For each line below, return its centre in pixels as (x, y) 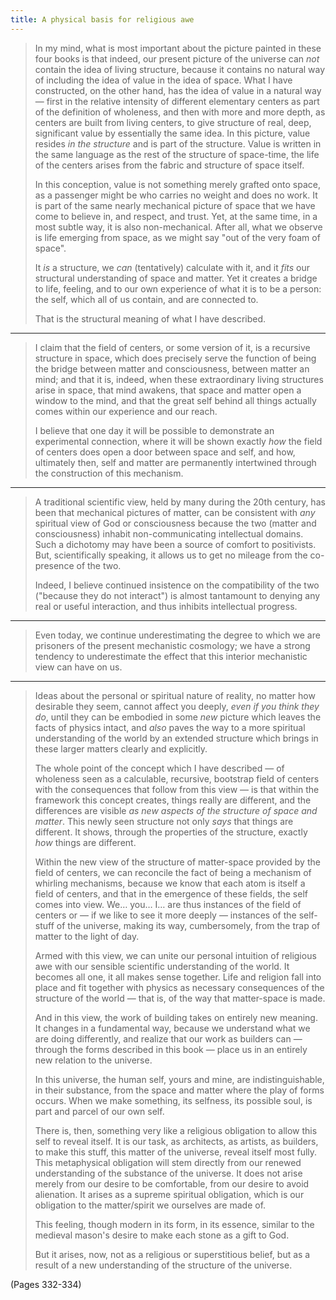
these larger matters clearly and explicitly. (121, 748)
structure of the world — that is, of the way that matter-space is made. (180, 998)
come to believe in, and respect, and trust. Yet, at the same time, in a (176, 216)
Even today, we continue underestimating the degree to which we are (177, 635)
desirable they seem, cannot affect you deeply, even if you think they (177, 706)
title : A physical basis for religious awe (102, 19)
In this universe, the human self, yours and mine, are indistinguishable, (179, 1079)
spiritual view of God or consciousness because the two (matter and (175, 523)
